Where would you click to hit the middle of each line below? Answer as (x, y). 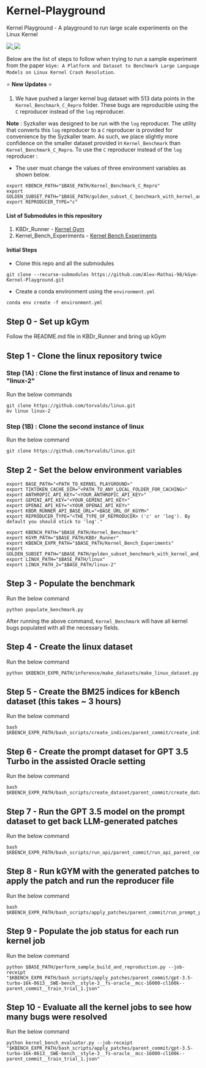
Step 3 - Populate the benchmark (71, 584)
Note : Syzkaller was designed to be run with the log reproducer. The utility (101, 123)
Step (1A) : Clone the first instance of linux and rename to (93, 373)
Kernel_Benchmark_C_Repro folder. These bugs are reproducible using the (107, 105)
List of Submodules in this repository (54, 215)
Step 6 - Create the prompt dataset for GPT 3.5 (97, 752)
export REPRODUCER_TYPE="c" (42, 202)
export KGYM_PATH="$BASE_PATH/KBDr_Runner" (63, 538)
